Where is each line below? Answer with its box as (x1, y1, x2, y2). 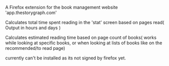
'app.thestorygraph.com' (5, 10, 57, 16)
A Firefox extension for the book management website (5, 5, 118, 10)
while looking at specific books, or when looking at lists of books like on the (5, 40, 162, 46)
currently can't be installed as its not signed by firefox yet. (5, 55, 126, 61)
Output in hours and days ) (5, 25, 61, 31)
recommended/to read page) (5, 45, 66, 51)
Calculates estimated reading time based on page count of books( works (5, 35, 157, 40)
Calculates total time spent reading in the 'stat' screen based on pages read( (5, 20, 164, 25)
